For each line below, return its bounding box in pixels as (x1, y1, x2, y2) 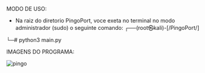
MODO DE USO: (6, 5, 47, 12)
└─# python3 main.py (6, 36, 62, 43)
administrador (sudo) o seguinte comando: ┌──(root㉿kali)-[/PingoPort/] (15, 24, 199, 31)
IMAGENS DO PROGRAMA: (6, 48, 75, 55)
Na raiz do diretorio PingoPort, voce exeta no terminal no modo (15, 17, 176, 24)
